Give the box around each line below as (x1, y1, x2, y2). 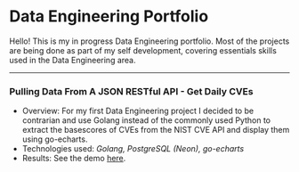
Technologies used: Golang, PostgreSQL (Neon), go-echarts (21, 143, 245, 154)
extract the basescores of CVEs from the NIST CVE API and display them (21, 125, 290, 135)
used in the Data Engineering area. (9, 54, 136, 65)
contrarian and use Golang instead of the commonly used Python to (21, 115, 271, 126)
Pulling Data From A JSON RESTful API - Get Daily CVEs (9, 85, 254, 97)
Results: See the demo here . (21, 153, 126, 164)
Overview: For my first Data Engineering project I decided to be (21, 105, 255, 117)
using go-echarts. (21, 134, 88, 144)
